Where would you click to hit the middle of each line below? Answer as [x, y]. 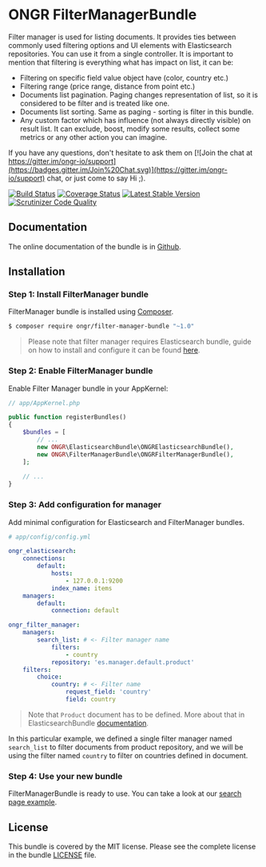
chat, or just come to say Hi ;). [96, 178]
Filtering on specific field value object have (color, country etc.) [124, 78]
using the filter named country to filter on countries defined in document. [128, 755]
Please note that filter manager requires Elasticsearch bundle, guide [139, 342]
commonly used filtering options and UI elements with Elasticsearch [120, 45]
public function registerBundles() [67, 417]
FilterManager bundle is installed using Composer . [91, 312]
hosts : [62, 574]
